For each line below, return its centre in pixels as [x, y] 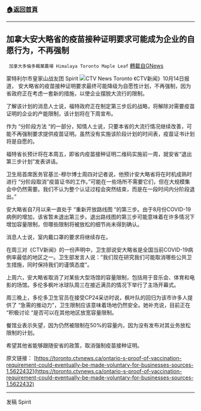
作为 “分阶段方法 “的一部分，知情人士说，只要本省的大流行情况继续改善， [97, 126]
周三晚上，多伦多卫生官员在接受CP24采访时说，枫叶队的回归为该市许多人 [97, 298]
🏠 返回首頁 [22, 9]
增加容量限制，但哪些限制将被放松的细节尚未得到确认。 [74, 224]
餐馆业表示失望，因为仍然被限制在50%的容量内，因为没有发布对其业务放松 [98, 325]
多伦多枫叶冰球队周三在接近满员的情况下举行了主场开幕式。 [106, 285]
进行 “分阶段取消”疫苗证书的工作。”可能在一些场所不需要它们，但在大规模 [96, 182]
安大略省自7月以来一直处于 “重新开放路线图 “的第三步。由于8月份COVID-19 [99, 209]
